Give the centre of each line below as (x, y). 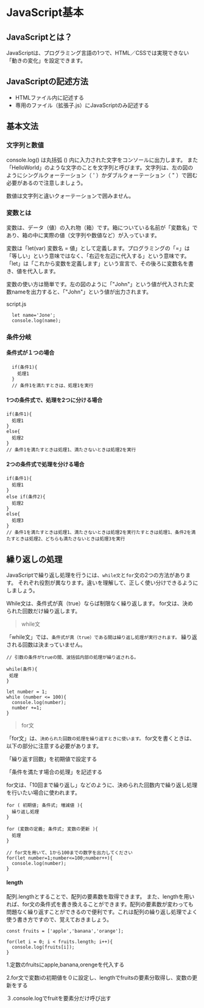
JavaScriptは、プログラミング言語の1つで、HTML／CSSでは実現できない (98, 53)
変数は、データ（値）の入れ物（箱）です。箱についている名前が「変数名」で (102, 228)
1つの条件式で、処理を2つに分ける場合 (55, 400)
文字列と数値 (25, 146)
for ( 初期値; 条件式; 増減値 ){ (45, 806)
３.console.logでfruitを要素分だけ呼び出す (59, 998)
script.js (16, 304)
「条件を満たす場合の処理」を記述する (54, 772)
